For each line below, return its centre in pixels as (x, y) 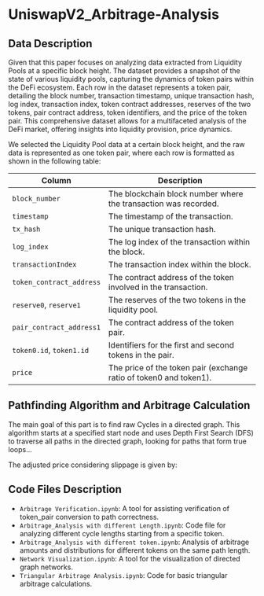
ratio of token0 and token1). (160, 377)
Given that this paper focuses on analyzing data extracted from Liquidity (125, 62)
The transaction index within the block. (180, 265)
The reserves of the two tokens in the (177, 300)
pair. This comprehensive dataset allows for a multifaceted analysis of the (127, 121)
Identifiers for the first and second (171, 345)
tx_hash (26, 229)
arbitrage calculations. (56, 583)
